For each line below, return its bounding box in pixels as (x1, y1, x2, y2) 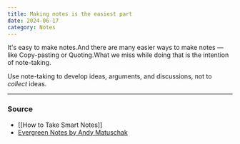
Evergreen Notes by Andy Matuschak (17, 128, 129, 136)
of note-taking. (7, 58, 51, 67)
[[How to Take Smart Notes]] (17, 120, 103, 129)
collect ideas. (7, 80, 47, 88)
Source (7, 104, 34, 114)
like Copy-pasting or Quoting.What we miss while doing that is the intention (7, 51, 229, 59)
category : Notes (7, 24, 56, 31)
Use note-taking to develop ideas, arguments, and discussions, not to (7, 72, 212, 81)
